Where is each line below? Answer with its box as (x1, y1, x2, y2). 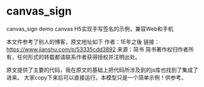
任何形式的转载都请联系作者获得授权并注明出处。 (17, 53, 141, 60)
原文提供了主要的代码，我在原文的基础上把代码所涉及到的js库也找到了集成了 (6, 66, 198, 74)
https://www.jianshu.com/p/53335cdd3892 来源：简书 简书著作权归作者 (6, 46, 189, 53)
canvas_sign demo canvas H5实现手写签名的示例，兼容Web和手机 (6, 25, 173, 32)
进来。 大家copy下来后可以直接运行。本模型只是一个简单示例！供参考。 (6, 74, 187, 81)
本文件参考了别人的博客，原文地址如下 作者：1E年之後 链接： (6, 38, 160, 45)
